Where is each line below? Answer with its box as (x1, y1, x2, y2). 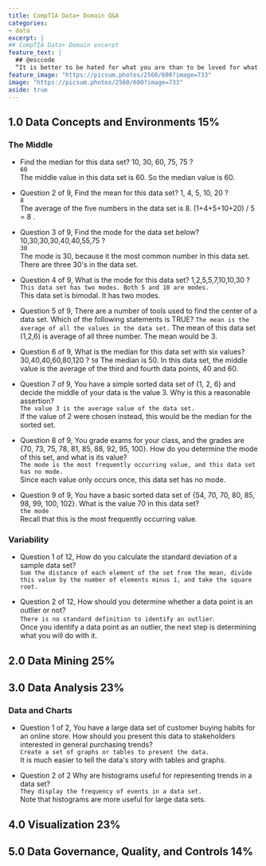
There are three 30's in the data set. (19, 260, 139, 269)
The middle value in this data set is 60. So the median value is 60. (19, 173, 235, 182)
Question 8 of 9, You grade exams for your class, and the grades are (19, 436, 244, 445)
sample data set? (19, 561, 76, 570)
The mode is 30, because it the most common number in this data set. (19, 252, 250, 261)
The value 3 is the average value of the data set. (19, 405, 195, 413)
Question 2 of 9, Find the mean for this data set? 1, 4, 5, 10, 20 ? (19, 188, 229, 198)
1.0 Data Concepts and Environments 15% (8, 115, 221, 128)
